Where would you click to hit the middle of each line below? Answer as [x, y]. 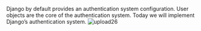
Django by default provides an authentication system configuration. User [97, 9]
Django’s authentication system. [46, 22]
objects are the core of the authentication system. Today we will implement [100, 15]
